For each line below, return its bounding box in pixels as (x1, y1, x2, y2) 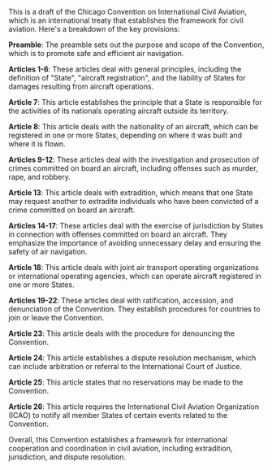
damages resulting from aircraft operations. (8, 81, 154, 91)
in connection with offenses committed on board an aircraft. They (8, 229, 227, 239)
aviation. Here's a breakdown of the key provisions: (8, 24, 180, 33)
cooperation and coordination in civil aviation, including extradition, (8, 443, 233, 453)
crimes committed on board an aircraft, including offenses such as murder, (8, 163, 258, 173)
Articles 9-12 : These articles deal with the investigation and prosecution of (8, 154, 260, 164)
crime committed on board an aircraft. (8, 205, 136, 215)
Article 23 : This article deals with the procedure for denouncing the (8, 329, 235, 338)
